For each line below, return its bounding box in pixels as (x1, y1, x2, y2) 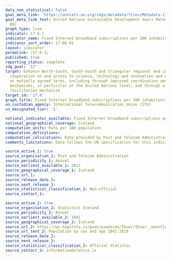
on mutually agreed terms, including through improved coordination (10, 78, 158, 83)
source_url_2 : (5, 224, 36, 229)
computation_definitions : (5, 130, 60, 135)
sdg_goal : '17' (5, 64, 38, 69)
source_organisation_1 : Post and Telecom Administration (5, 154, 129, 159)
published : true (5, 54, 40, 60)
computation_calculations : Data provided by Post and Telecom (5, 135, 140, 140)
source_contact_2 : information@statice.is (5, 248, 97, 253)
